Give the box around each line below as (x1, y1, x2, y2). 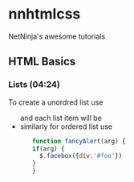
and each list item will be (19, 113, 102, 122)
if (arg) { (31, 144, 66, 153)
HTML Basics (8, 55, 76, 68)
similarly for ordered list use (19, 122, 113, 131)
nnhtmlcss (8, 5, 81, 23)
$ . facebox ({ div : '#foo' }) (39, 152, 123, 160)
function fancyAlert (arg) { (31, 137, 126, 145)
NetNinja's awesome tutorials (8, 31, 106, 41)
